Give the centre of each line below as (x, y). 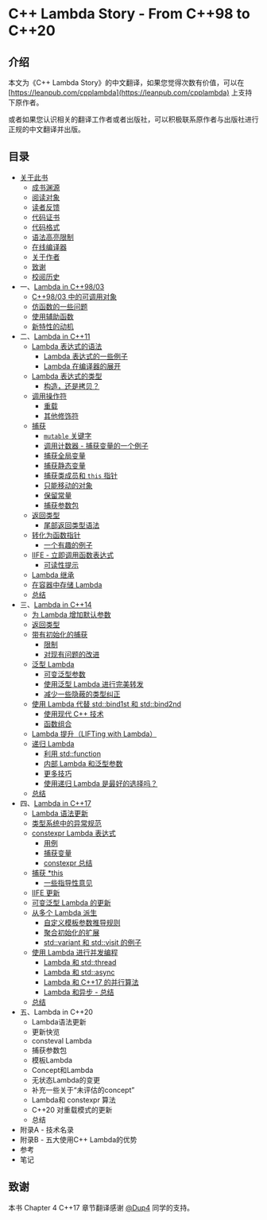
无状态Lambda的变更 (66, 1080)
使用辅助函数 (52, 316)
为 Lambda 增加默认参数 (71, 614)
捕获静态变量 (64, 465)
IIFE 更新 (46, 893)
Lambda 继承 (53, 575)
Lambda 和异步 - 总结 (79, 992)
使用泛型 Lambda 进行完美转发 (94, 684)
